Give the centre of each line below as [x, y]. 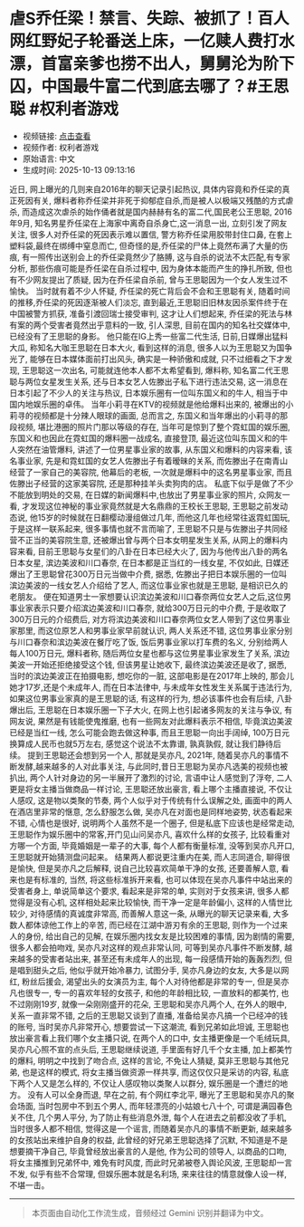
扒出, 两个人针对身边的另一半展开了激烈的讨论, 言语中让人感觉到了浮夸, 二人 [151, 777]
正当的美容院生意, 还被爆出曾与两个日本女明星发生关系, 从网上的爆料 [152, 540]
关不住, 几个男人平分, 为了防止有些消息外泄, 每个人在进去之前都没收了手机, [148, 1117]
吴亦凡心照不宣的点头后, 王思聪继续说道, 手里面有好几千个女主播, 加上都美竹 [151, 1049]
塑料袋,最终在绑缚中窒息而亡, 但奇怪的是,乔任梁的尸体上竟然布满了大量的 [145, 245]
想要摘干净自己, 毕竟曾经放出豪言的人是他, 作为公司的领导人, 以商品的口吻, [148, 1151]
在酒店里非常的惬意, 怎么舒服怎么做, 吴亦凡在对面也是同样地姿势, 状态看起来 [151, 811]
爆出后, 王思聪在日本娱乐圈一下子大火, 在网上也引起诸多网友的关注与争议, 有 [151, 709]
